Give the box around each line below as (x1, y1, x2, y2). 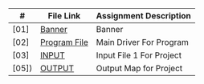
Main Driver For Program (96, 37, 189, 47)
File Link (47, 10, 81, 21)
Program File (39, 37, 88, 47)
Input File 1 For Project (96, 50, 182, 61)
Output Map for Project (96, 63, 183, 74)
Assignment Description (96, 10, 191, 21)
